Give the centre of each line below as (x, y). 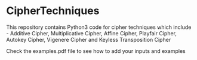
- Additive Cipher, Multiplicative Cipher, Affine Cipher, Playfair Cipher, (92, 33)
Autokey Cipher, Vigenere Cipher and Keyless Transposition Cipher (89, 39)
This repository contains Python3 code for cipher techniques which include (99, 27)
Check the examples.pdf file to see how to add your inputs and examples (96, 51)
